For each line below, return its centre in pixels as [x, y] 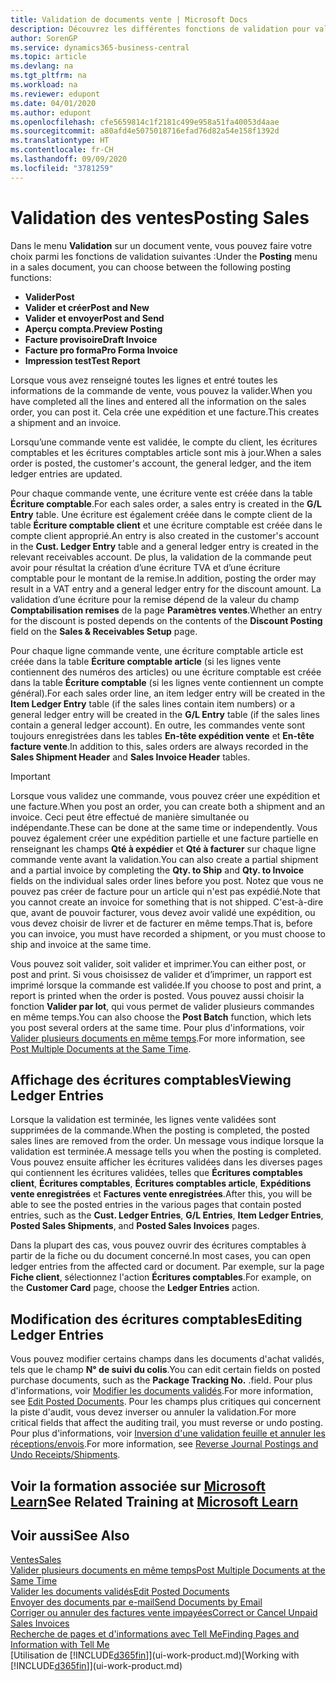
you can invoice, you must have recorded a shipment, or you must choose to [168, 933]
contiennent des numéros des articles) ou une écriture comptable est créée [166, 672]
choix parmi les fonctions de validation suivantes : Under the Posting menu [164, 256]
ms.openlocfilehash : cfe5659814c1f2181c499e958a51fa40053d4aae [145, 122]
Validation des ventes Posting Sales [160, 217]
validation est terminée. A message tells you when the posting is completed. [166, 1152]
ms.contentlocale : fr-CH [62, 150]
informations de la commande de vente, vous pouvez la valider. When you [161, 390]
